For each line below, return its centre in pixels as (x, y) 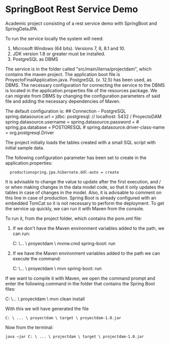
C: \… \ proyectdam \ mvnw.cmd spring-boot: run (64, 243)
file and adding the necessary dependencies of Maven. (63, 101)
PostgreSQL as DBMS (35, 59)
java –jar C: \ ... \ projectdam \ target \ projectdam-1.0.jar (75, 336)
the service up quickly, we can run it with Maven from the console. (75, 208)
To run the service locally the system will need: (55, 39)
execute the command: (37, 258)
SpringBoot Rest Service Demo (72, 9)
